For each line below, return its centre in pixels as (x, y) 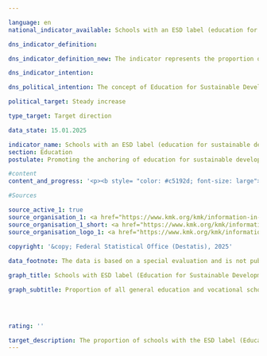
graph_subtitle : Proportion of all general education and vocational (126, 290)
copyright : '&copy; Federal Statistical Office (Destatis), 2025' (120, 247)
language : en (30, 22)
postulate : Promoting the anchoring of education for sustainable (120, 160)
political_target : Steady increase (67, 102)
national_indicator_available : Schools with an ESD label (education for (133, 30)
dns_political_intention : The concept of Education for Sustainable (124, 87)
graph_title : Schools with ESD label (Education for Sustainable (118, 276)
